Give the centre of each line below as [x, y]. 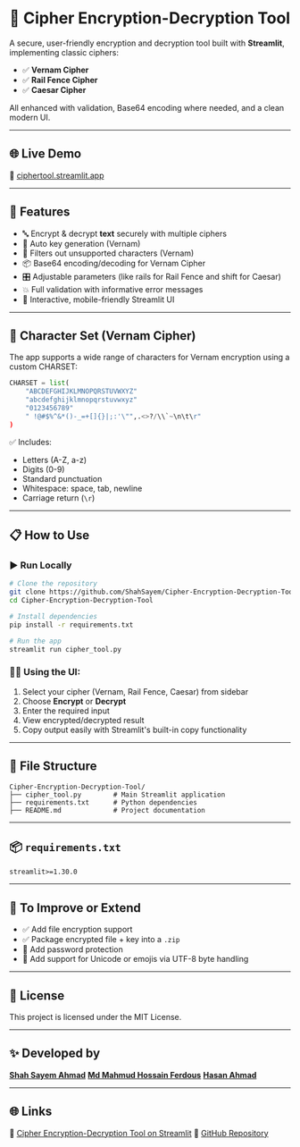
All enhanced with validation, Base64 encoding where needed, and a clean [147, 107]
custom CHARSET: [43, 367]
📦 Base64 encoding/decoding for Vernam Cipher [114, 263]
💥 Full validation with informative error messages [112, 289]
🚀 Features [40, 212]
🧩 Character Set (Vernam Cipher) [103, 336]
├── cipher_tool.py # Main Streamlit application [117, 795]
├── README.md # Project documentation [107, 810]
